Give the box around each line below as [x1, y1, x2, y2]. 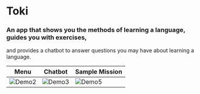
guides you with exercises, [6, 33, 87, 42]
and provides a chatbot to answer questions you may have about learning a [6, 47, 195, 54]
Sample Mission [75, 67, 122, 76]
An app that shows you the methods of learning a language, [6, 26, 186, 34]
